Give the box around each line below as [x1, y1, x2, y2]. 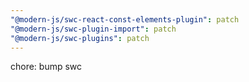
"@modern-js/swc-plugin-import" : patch [10, 24, 177, 34]
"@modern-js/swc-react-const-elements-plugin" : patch [10, 14, 240, 25]
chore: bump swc [10, 61, 83, 73]
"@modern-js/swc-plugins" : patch [10, 33, 150, 43]
